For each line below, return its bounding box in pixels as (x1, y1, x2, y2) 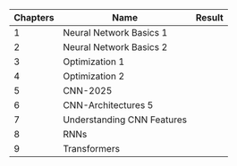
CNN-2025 (62, 85, 113, 96)
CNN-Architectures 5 (62, 99, 154, 111)
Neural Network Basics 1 (62, 27, 168, 38)
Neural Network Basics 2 (62, 41, 168, 53)
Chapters (13, 12, 55, 23)
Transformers (62, 143, 121, 154)
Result (195, 12, 224, 23)
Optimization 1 (62, 55, 125, 68)
